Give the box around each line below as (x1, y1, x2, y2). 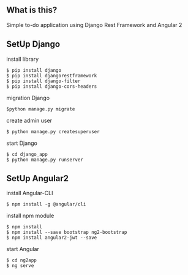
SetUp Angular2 (6, 173, 69, 184)
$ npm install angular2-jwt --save (6, 234, 97, 241)
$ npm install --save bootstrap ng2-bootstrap (6, 230, 127, 236)
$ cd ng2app (6, 257, 37, 263)
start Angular (6, 246, 40, 253)
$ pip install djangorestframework (6, 72, 97, 79)
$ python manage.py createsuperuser (6, 128, 100, 134)
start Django (6, 139, 38, 147)
